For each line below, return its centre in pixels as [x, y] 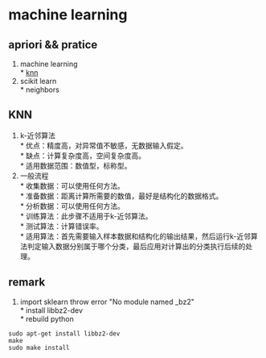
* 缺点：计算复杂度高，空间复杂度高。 [83, 156]
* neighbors [40, 89]
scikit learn [38, 81]
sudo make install [39, 348]
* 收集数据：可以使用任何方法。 [72, 185]
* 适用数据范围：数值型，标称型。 [76, 165]
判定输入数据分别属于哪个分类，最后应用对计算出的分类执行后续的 [136, 246]
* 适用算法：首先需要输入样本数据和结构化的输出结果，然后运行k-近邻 [135, 236]
